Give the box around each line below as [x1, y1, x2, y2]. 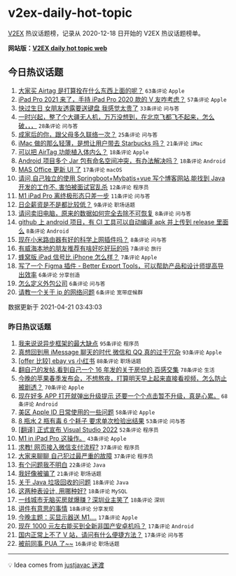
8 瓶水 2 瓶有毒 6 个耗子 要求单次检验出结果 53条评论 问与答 [18, 417, 186, 425]
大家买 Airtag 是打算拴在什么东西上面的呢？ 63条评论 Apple [18, 86, 185, 95]
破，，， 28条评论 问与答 [18, 121, 78, 130]
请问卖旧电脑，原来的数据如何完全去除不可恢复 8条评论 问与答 [18, 209, 192, 217]
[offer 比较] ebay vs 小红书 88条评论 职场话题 [18, 357, 141, 365]
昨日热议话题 [8, 322, 52, 331]
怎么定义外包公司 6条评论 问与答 [18, 279, 106, 287]
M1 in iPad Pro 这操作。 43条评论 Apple [18, 434, 127, 443]
